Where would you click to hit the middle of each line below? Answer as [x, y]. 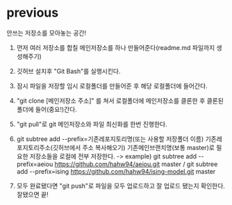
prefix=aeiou [35, 164]
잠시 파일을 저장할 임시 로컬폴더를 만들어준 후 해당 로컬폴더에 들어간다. [112, 85]
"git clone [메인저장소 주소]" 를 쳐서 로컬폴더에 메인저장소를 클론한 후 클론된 [120, 100]
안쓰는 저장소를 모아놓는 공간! [47, 33]
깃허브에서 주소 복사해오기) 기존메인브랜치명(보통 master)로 [133, 147]
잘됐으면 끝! [33, 194]
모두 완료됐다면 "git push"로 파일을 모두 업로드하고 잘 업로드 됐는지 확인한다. [121, 186]
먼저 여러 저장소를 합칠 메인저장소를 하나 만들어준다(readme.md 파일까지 [116, 47]
